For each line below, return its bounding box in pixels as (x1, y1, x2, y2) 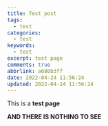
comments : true (7, 61, 51, 68)
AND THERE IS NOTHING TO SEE (7, 113, 102, 121)
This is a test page (7, 99, 61, 107)
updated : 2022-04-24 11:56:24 (7, 81, 94, 87)
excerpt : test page (7, 55, 63, 62)
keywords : (7, 42, 36, 49)
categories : (7, 29, 41, 36)
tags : (7, 17, 23, 23)
